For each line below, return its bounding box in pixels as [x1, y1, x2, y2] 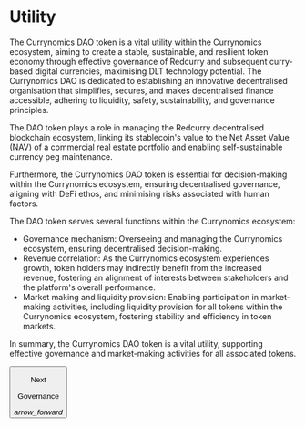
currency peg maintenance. [9, 151, 114, 162]
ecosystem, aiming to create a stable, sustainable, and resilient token [9, 46, 269, 57]
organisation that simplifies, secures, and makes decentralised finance [9, 85, 274, 96]
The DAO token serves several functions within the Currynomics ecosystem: [9, 215, 296, 226]
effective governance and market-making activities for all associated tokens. [9, 348, 297, 359]
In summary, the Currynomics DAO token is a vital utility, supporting [9, 338, 263, 349]
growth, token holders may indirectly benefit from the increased [22, 262, 262, 273]
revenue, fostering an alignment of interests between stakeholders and [22, 272, 289, 283]
